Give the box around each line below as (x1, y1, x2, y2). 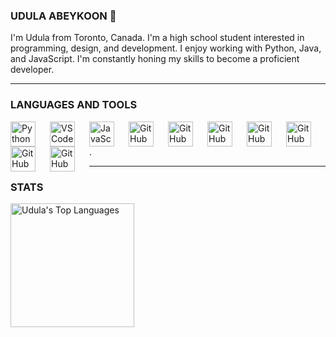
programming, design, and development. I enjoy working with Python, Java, (10, 42, 322, 54)
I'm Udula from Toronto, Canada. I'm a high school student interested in (10, 32, 305, 44)
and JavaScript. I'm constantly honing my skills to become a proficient (10, 53, 300, 65)
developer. (10, 64, 55, 76)
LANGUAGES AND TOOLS (10, 98, 138, 112)
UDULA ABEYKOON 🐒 (10, 9, 117, 23)
